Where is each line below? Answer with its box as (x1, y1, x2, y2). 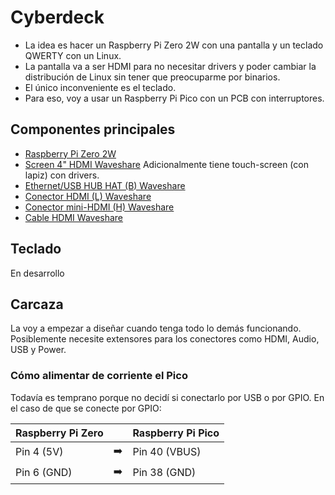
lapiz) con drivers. (24, 169, 100, 181)
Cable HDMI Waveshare (24, 211, 124, 223)
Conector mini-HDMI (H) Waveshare (24, 201, 175, 213)
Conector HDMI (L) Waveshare (24, 190, 152, 202)
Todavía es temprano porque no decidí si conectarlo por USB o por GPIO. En (10, 391, 325, 403)
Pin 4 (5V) (15, 445, 64, 459)
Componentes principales (10, 121, 176, 138)
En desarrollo (10, 267, 65, 279)
